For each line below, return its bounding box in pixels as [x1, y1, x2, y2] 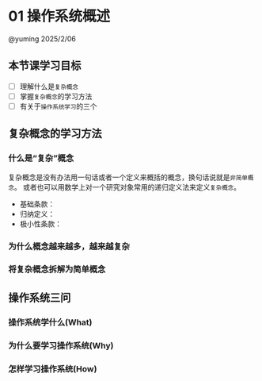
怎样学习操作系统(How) [8, 363, 97, 374]
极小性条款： [19, 219, 62, 229]
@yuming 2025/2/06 [8, 33, 77, 44]
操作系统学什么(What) [8, 317, 93, 328]
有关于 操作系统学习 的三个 [19, 101, 97, 111]
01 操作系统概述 [8, 7, 111, 25]
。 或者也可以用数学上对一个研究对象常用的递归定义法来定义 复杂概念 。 [13, 182, 241, 191]
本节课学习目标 [8, 59, 82, 72]
